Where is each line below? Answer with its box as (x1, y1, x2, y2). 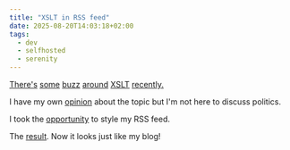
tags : (9, 29, 30, 38)
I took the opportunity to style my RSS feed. (9, 113, 171, 124)
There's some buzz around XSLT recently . (9, 79, 164, 89)
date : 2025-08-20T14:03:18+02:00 (9, 21, 134, 30)
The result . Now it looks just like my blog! (9, 131, 161, 141)
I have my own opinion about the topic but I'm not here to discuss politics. (9, 96, 282, 107)
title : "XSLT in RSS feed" (9, 12, 110, 22)
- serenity (17, 54, 58, 63)
